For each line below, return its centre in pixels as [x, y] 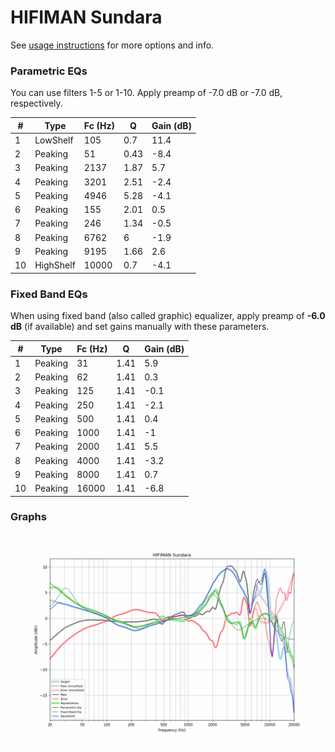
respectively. [36, 103]
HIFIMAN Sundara [86, 17]
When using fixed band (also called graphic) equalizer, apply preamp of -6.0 [168, 316]
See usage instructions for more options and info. [112, 45]
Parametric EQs [49, 71]
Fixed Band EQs [49, 294]
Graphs [28, 517]
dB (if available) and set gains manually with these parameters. [140, 327]
